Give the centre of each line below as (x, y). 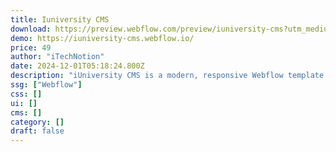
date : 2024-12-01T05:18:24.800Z (77, 66)
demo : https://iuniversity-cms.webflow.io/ (102, 38)
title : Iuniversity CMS (60, 19)
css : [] (26, 94)
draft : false (37, 131)
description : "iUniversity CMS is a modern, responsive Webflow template (167, 76)
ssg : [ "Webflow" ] (46, 85)
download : (31, 29)
